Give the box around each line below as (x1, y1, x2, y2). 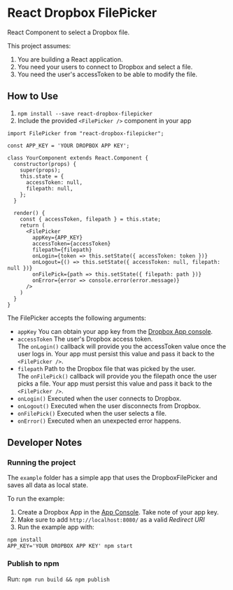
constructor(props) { (13, 160, 77, 167)
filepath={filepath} (32, 246, 92, 253)
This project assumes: (7, 41, 71, 50)
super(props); (20, 167, 61, 174)
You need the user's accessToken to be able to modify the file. (17, 70, 198, 78)
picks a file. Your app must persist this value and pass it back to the (17, 379, 212, 388)
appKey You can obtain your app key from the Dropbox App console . (17, 327, 213, 335)
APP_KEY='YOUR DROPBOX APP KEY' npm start (7, 542, 133, 550)
